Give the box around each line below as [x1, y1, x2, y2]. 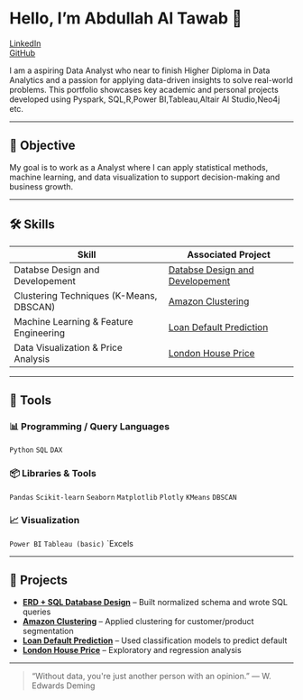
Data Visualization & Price [14, 341, 124, 354]
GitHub [9, 47, 36, 58]
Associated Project [187, 248, 271, 261]
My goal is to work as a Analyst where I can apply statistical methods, [9, 161, 269, 172]
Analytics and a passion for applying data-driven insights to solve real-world [9, 74, 293, 85]
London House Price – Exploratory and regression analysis [22, 644, 242, 655]
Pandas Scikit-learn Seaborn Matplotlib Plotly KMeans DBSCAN [9, 493, 237, 502]
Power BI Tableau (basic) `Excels [9, 538, 133, 548]
